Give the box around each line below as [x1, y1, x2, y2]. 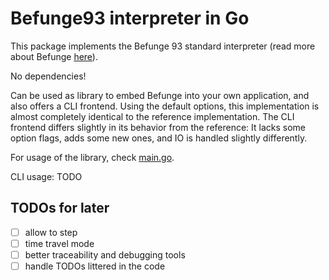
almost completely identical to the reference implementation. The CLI [10, 110, 295, 122]
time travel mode [24, 237, 95, 249]
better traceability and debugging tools [24, 248, 186, 261]
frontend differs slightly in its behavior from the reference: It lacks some [10, 121, 307, 133]
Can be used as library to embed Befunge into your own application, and [10, 89, 310, 101]
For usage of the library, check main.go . [10, 151, 175, 163]
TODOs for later [10, 200, 110, 217]
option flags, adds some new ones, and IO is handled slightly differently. [10, 132, 308, 144]
